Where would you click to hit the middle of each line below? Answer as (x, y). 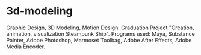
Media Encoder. (26, 47)
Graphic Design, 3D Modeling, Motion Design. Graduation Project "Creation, (100, 27)
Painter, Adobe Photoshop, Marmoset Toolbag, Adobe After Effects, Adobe (99, 40)
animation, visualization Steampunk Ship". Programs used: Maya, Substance (101, 33)
